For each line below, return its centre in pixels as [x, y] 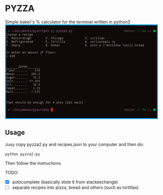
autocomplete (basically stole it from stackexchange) [65, 182]
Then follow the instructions [33, 163]
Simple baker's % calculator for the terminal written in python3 [68, 22]
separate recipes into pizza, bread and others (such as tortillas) [75, 187]
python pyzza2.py [23, 154]
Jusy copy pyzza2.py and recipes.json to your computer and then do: [74, 144]
